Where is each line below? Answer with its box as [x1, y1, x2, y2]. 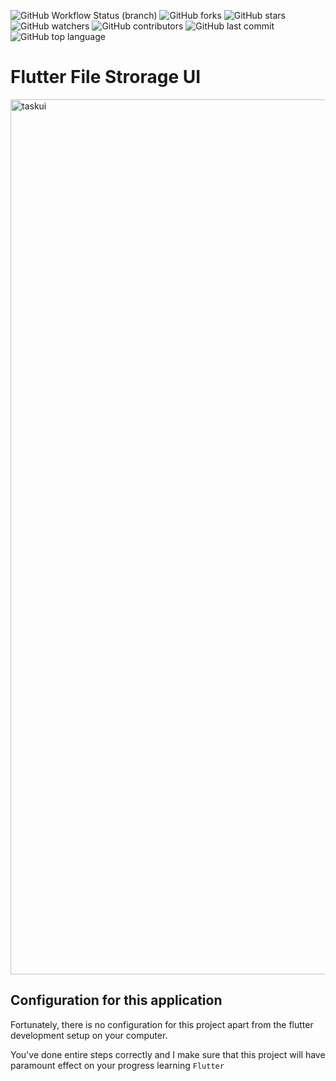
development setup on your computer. [10, 1029, 168, 1041]
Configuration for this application [10, 992, 223, 1009]
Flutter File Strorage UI [10, 66, 202, 89]
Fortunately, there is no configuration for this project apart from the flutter [10, 1018, 314, 1030]
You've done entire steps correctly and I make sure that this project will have [10, 1048, 326, 1060]
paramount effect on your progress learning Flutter [10, 1059, 225, 1071]
